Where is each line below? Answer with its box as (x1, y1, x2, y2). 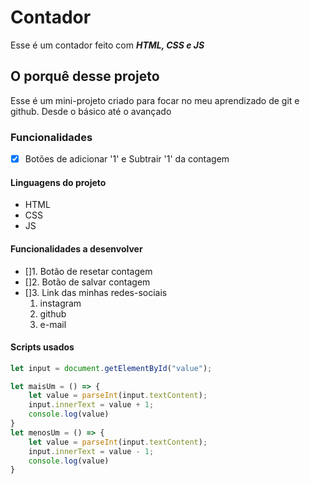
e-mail (39, 318, 67, 330)
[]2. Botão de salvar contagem (24, 276, 151, 288)
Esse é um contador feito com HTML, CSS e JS (10, 39, 205, 51)
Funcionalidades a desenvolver (10, 242, 143, 255)
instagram (39, 297, 82, 309)
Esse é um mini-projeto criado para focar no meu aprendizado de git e (10, 94, 300, 106)
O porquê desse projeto (10, 68, 160, 85)
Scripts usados (10, 341, 75, 353)
